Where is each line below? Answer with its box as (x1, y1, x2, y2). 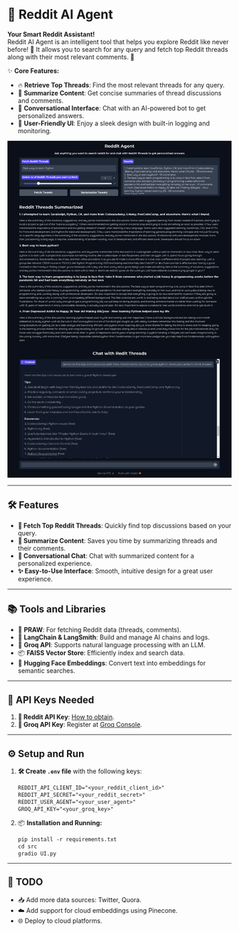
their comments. (17, 544, 66, 553)
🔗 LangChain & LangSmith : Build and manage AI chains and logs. (17, 633, 210, 642)
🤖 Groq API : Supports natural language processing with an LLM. (17, 641, 206, 649)
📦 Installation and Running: (17, 818, 102, 827)
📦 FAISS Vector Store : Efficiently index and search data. (17, 649, 185, 657)
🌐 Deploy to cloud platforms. (17, 916, 102, 925)
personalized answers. (17, 111, 85, 120)
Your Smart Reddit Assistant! (7, 30, 95, 38)
